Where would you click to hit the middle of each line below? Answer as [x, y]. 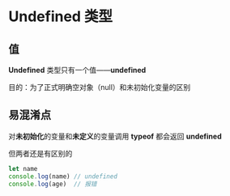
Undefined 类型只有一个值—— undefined [77, 70]
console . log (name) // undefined [63, 176]
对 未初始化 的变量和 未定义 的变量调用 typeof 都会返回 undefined [115, 136]
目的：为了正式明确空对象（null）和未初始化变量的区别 [100, 87]
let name [23, 168]
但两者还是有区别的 [40, 153]
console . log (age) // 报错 [53, 184]
